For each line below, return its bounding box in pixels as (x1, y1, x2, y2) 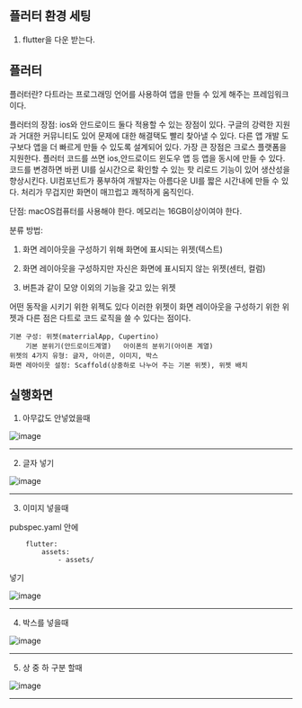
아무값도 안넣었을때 (22, 413, 91, 424)
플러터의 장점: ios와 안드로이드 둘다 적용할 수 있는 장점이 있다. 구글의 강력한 (9, 119, 274, 130)
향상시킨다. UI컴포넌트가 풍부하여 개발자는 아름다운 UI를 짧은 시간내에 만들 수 (9, 175, 280, 186)
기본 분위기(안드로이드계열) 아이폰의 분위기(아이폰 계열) (25, 341, 214, 351)
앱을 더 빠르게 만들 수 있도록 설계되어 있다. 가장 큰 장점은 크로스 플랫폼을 (32, 141, 288, 152)
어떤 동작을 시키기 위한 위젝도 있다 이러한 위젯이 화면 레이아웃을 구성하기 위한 (9, 300, 280, 312)
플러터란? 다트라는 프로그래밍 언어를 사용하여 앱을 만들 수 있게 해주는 (9, 88, 251, 99)
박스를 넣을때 (22, 617, 69, 628)
